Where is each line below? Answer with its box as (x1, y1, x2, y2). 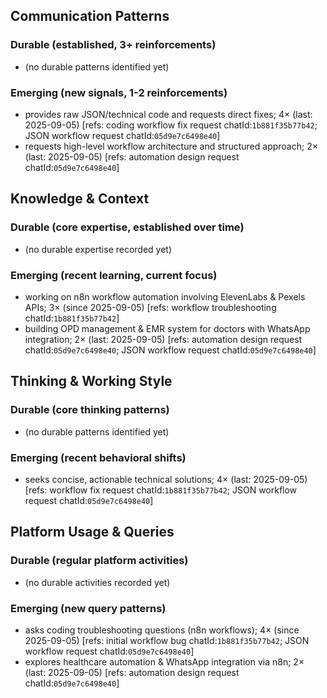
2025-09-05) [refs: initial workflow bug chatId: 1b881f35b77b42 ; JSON (24, 634, 310, 646)
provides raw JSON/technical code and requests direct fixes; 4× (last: (24, 108, 313, 120)
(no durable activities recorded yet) (24, 576, 171, 588)
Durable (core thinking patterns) (10, 403, 170, 417)
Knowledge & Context (10, 190, 150, 208)
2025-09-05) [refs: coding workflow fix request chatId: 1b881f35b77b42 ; (24, 119, 318, 131)
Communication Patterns (10, 8, 170, 25)
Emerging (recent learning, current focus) (10, 268, 218, 282)
